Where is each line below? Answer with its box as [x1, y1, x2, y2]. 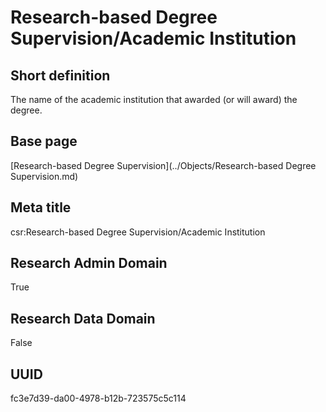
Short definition [10, 67, 111, 84]
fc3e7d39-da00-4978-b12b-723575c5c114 [10, 392, 187, 405]
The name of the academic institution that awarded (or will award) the [10, 94, 298, 105]
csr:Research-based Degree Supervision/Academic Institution [10, 226, 266, 238]
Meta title [10, 199, 72, 216]
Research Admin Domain [10, 255, 168, 272]
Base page [10, 133, 78, 150]
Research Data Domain [10, 310, 156, 327]
